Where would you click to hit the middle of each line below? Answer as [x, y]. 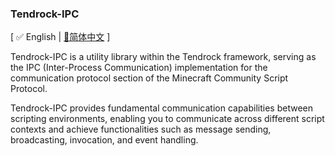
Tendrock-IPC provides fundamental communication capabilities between [162, 108]
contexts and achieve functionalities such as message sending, [141, 129]
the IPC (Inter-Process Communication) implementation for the [139, 68]
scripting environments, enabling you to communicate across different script [167, 119]
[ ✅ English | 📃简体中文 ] [60, 37]
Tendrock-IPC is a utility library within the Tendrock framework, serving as [163, 57]
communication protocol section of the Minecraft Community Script [149, 78]
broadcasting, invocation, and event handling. [104, 140]
